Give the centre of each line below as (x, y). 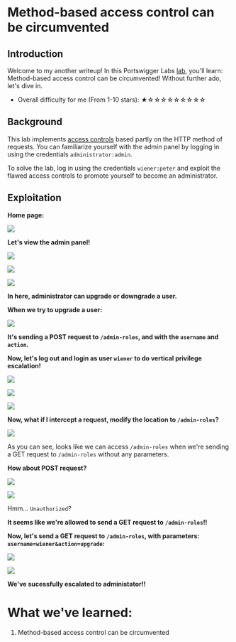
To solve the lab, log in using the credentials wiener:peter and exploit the (114, 168)
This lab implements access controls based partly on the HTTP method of (115, 139)
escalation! (24, 365)
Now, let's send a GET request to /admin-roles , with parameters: (103, 536)
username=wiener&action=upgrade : (56, 543)
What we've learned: (70, 612)
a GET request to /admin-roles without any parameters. (88, 454)
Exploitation (34, 198)
